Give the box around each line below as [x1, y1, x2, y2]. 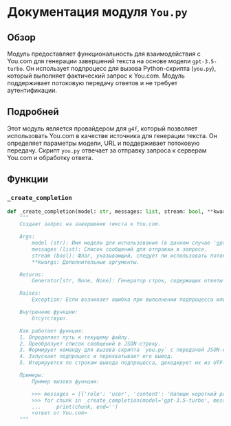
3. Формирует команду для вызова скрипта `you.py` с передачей [19, 346, 205, 354]
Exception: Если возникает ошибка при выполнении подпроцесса [32, 296, 214, 303]
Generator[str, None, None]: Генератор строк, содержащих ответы [32, 278, 223, 284]
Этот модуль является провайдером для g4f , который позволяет [7, 124, 198, 133]
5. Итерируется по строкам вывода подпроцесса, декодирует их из [19, 359, 211, 366]
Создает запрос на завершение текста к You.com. [19, 221, 162, 227]
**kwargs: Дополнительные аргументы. [32, 258, 140, 265]
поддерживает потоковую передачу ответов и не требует [7, 79, 178, 87]
